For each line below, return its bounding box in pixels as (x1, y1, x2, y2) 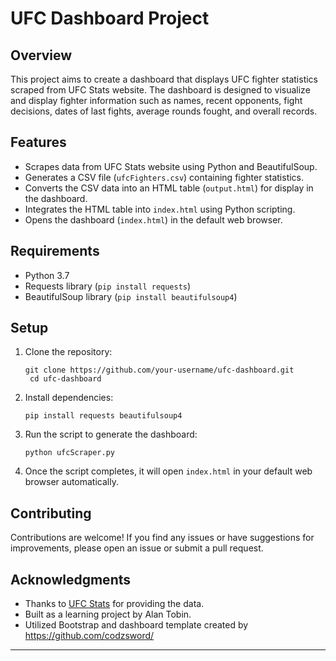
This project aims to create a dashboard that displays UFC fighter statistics (10, 73, 318, 85)
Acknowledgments (10, 571, 132, 588)
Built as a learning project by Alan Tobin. (24, 608, 192, 621)
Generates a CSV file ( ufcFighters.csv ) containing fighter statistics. (24, 171, 305, 183)
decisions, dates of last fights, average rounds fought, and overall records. (10, 105, 318, 117)
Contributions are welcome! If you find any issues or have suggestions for (10, 532, 315, 544)
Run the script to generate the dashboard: (24, 428, 198, 441)
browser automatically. (24, 476, 119, 488)
